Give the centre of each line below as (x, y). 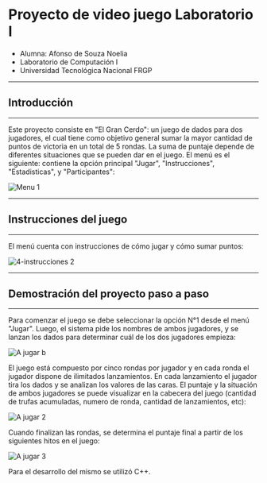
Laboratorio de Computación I (69, 62)
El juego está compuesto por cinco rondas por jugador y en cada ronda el (129, 368)
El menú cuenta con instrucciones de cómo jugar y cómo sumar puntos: (126, 246)
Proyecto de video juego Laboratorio (131, 15)
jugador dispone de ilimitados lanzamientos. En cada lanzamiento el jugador (133, 377)
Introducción (41, 103)
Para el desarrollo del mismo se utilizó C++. (79, 472)
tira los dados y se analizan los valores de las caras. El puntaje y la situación (133, 385)
